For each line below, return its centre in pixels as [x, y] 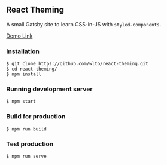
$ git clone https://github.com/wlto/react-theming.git [77, 64]
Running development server [49, 89]
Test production [30, 144]
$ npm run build [26, 129]
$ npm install [24, 74]
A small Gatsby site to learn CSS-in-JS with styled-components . [84, 24]
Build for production [36, 117]
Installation [23, 51]
